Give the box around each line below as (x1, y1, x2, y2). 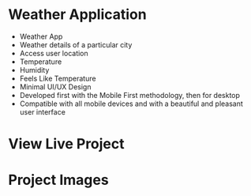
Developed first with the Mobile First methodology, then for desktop (19, 90, 241, 100)
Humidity (19, 65, 50, 74)
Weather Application (8, 6, 148, 24)
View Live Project (8, 135, 125, 153)
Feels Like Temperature (19, 73, 96, 83)
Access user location (19, 48, 88, 58)
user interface (19, 107, 66, 116)
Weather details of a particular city (19, 40, 133, 49)
